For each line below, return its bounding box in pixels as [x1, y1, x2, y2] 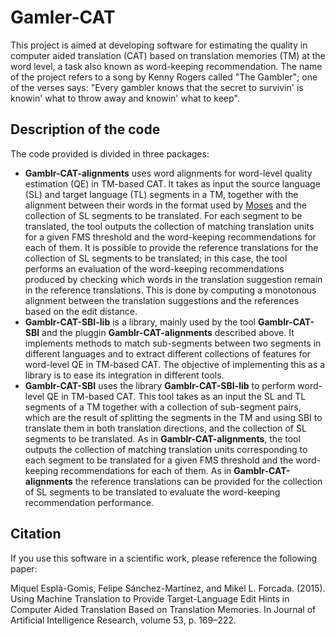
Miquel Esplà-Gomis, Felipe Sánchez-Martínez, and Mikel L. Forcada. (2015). [10, 582, 326, 594]
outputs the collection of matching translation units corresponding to [24, 443, 308, 455]
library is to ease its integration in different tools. [24, 369, 225, 381]
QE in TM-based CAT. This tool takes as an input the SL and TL [46, 390, 307, 402]
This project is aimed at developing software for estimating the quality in [10, 39, 308, 51]
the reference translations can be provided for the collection [74, 475, 323, 487]
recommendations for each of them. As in [60, 464, 232, 476]
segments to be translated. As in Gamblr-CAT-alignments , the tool [24, 432, 301, 445]
